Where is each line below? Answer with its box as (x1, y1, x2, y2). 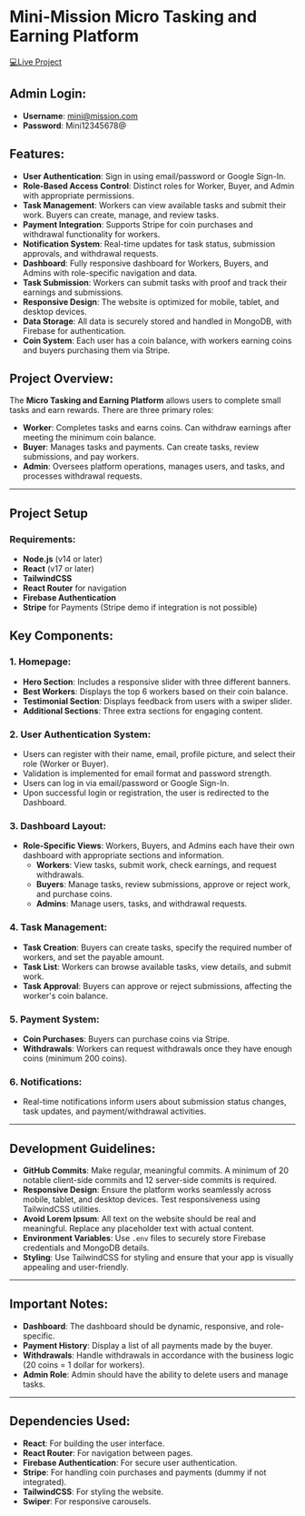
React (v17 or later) (22, 563, 95, 574)
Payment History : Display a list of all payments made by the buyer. (22, 1339, 273, 1350)
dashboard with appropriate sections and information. (22, 850, 224, 861)
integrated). (22, 1476, 67, 1487)
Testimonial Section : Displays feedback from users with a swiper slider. (22, 695, 292, 706)
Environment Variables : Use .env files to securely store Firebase (22, 1233, 266, 1244)
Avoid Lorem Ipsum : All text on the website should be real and (22, 1213, 257, 1225)
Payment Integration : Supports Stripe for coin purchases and (22, 218, 254, 229)
